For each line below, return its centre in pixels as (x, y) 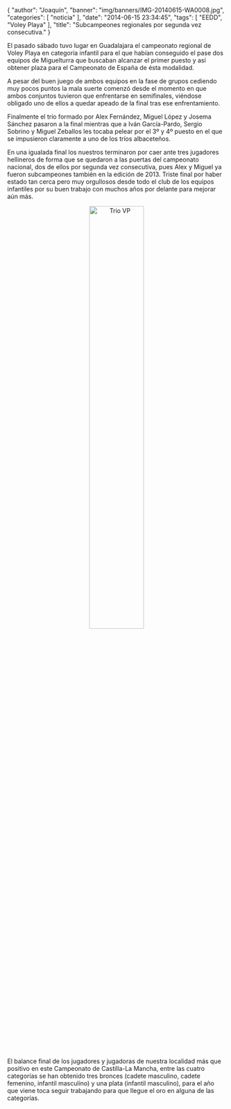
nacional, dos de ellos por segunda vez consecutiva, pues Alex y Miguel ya (114, 167)
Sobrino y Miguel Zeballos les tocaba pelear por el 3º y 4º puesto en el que (115, 131)
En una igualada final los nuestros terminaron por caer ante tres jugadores (113, 152)
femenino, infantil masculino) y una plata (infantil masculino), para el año (111, 1083)
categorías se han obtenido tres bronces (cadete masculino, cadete (104, 1076)
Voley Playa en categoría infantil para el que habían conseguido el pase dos (115, 53)
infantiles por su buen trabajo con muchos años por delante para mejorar (112, 189)
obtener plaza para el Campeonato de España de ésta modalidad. (101, 68)
